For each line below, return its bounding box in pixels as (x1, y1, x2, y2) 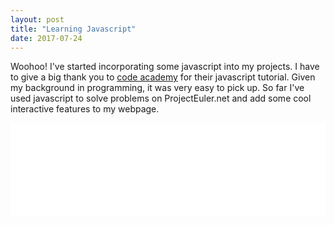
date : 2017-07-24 (10, 33, 83, 43)
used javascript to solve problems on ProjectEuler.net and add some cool (10, 92, 312, 105)
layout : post (10, 14, 65, 25)
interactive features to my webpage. (10, 103, 160, 115)
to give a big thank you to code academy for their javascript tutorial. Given (10, 71, 316, 83)
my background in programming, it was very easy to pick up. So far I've (10, 82, 305, 94)
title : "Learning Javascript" (10, 24, 137, 34)
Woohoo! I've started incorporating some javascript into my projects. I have (10, 61, 320, 73)
